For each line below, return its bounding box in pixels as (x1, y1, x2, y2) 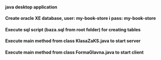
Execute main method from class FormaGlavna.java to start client (5, 49, 144, 55)
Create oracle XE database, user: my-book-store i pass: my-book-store (5, 15, 156, 21)
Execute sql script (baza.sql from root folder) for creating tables (5, 26, 141, 32)
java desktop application (5, 4, 57, 10)
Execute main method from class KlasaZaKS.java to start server (5, 38, 141, 44)
